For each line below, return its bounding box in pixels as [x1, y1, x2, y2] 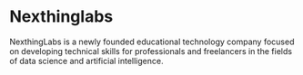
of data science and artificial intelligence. [9, 55, 164, 66]
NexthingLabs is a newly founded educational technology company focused [9, 36, 295, 47]
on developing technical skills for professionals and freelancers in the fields [9, 45, 293, 56]
